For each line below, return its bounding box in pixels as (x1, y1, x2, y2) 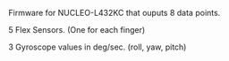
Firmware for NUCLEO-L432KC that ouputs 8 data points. (8, 8, 221, 18)
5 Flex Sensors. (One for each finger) (8, 25, 146, 34)
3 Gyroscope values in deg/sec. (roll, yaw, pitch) (8, 42, 187, 52)
